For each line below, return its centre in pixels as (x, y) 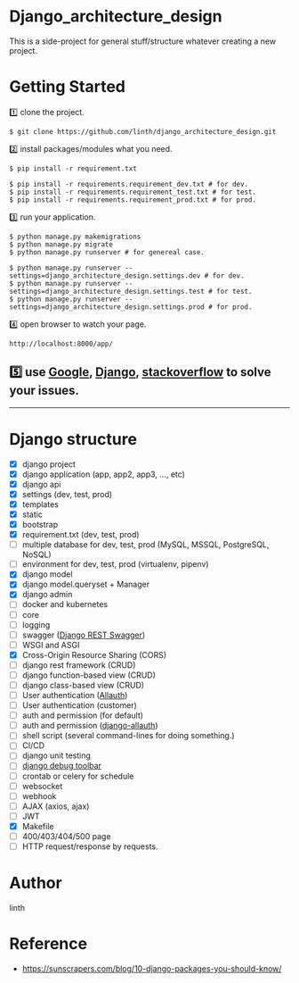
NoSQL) (36, 554)
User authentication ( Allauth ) (75, 695)
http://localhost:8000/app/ (61, 344)
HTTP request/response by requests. (90, 846)
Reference (48, 944)
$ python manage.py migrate (61, 244)
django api (41, 484)
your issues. (44, 391)
